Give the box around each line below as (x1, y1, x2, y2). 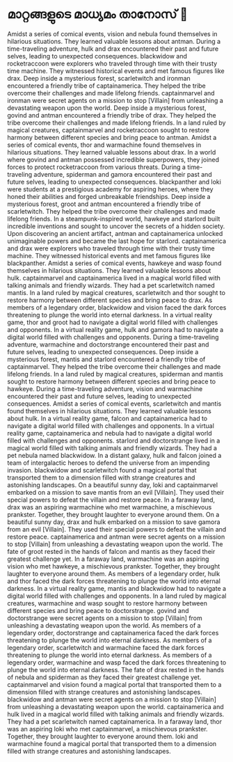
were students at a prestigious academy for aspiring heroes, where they (7, 184, 214, 193)
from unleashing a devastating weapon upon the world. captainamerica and (7, 702, 224, 711)
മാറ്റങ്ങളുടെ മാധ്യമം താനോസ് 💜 (7, 6, 188, 22)
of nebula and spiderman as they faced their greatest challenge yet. (7, 673, 202, 681)
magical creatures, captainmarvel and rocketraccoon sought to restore (7, 125, 210, 134)
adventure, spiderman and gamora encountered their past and (33, 170, 212, 178)
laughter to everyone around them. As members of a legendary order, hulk (7, 569, 220, 578)
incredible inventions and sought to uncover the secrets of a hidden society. (7, 222, 225, 230)
